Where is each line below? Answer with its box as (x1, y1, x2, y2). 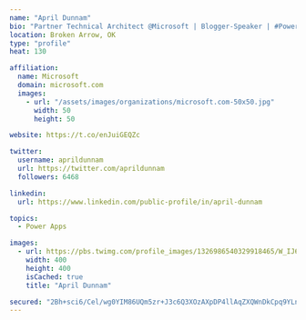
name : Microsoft (17, 72, 79, 82)
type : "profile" (9, 38, 71, 48)
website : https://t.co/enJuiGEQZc (9, 131, 141, 140)
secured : (9, 297, 43, 306)
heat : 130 (9, 47, 47, 56)
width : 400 (25, 255, 67, 265)
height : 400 (25, 264, 71, 273)
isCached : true (25, 272, 84, 282)
